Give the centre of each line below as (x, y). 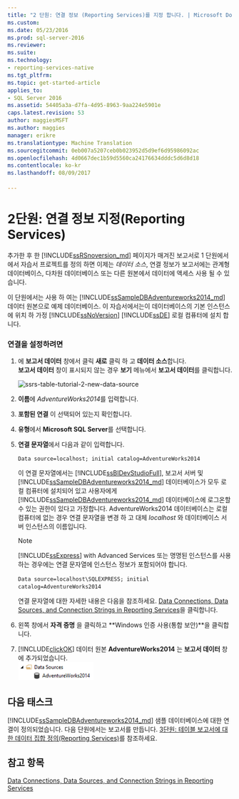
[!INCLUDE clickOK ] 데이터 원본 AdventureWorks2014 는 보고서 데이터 (119, 649)
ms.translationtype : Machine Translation (70, 143)
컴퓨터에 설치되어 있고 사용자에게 (71, 491)
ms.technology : (30, 61)
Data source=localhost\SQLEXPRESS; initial (83, 579)
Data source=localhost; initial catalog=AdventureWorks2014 (109, 459)
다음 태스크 (30, 702)
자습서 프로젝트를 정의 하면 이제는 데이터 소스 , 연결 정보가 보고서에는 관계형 (125, 264)
